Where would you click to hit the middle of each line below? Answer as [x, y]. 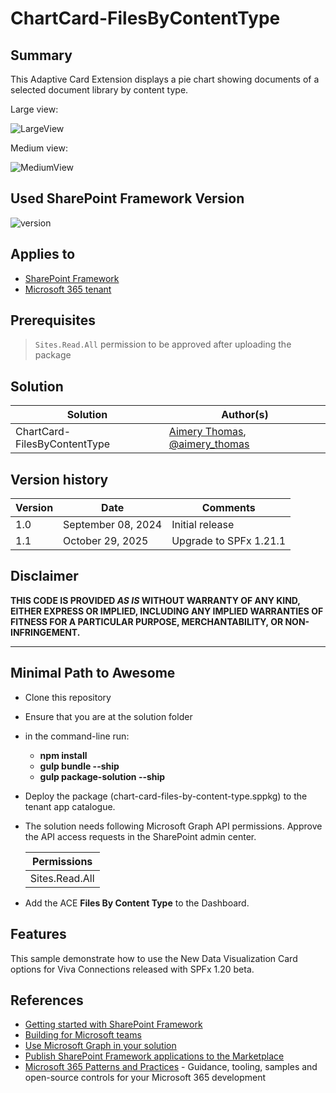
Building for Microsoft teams [83, 1035]
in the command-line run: [77, 736]
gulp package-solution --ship [102, 776]
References [47, 1000]
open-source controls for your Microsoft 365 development [145, 1078]
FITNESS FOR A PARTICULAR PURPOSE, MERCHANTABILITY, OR [147, 621]
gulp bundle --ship [79, 766]
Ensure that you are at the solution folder [108, 716]
